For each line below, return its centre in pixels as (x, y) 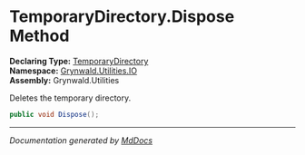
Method (39, 36)
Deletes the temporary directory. (70, 98)
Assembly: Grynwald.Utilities (64, 80)
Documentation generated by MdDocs (81, 140)
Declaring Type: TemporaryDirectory (79, 61)
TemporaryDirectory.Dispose (122, 17)
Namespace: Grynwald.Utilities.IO (74, 71)
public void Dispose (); (54, 114)
